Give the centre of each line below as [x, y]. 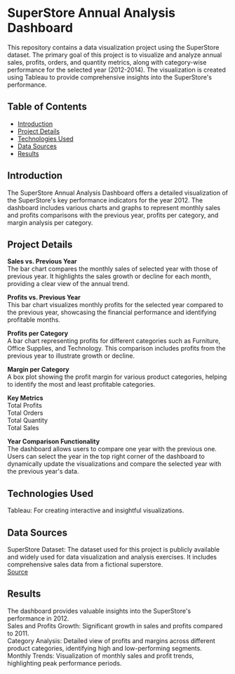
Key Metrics [25, 398]
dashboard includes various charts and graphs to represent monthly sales [114, 207]
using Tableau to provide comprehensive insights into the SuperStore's [110, 77]
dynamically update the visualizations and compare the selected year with [114, 464]
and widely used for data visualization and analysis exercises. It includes [112, 557]
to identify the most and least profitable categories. [81, 384]
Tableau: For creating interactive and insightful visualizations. [96, 510]
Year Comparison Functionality [54, 441]
